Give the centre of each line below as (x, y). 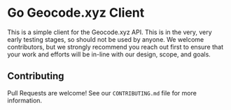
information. (25, 100)
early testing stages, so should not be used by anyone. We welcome (106, 39)
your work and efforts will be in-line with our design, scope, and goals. (109, 54)
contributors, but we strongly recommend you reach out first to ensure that (115, 47)
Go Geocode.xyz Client (76, 13)
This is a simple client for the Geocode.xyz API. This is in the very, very (110, 32)
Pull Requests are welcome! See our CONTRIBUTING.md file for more (102, 93)
